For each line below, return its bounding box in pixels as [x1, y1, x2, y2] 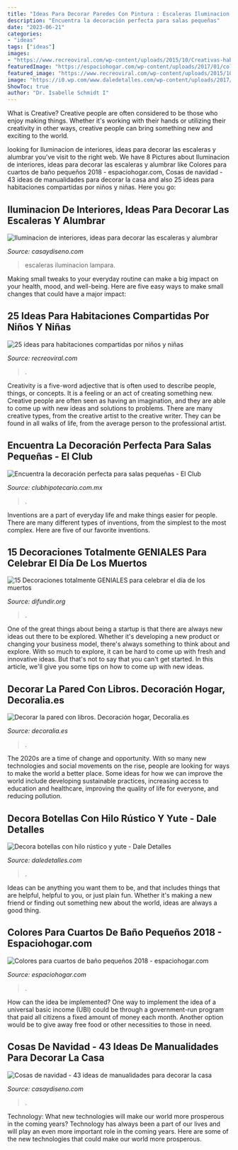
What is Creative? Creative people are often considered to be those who [7, 109, 218, 118]
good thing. [7, 906, 41, 915]
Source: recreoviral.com [7, 354, 78, 362]
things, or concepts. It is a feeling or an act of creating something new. [7, 389, 214, 397]
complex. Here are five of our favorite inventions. [7, 525, 150, 534]
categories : [7, 30, 42, 38]
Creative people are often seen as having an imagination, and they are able [7, 396, 226, 405]
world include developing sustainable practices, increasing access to [7, 777, 209, 786]
